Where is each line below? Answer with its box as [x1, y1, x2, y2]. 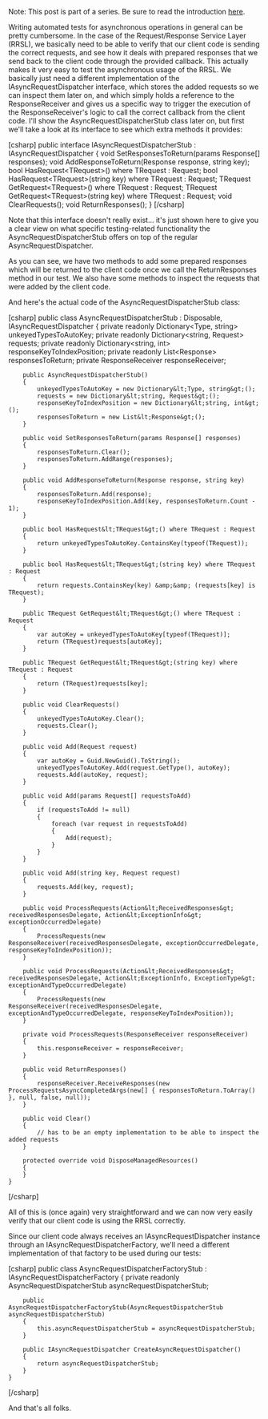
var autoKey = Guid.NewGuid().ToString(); [37, 757, 181, 765]
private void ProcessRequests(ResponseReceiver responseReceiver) [22, 1030, 249, 1038]
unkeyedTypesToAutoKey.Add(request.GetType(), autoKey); [37, 764, 230, 772]
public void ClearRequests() [22, 701, 120, 709]
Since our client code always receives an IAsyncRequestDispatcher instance [8, 1231, 261, 1241]
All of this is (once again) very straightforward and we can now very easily [8, 1207, 254, 1217]
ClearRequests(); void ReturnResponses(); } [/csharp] [8, 200, 185, 209]
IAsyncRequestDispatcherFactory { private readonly [8, 1272, 180, 1282]
